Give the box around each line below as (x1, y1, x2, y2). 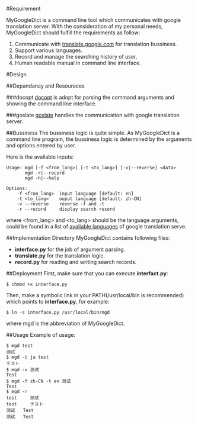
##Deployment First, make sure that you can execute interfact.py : (6, 270, 168, 277)
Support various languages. (14, 47, 83, 54)
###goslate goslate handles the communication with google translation (6, 112, 180, 118)
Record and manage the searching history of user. (14, 53, 138, 60)
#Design (6, 71, 27, 78)
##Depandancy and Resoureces (6, 82, 85, 89)
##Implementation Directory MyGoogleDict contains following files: (6, 234, 170, 242)
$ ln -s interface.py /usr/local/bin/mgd (6, 310, 110, 315)
